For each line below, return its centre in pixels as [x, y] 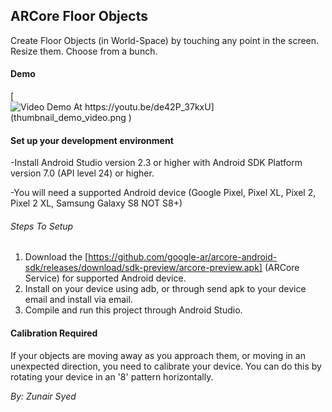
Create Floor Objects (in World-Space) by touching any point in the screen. [165, 40]
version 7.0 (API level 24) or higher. [82, 173]
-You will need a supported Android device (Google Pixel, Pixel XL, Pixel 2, [163, 193]
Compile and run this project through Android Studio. [133, 310]
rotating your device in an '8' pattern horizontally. [112, 376]
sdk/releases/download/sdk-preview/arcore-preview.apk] [143, 268]
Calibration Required [54, 333]
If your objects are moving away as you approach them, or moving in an [158, 355]
